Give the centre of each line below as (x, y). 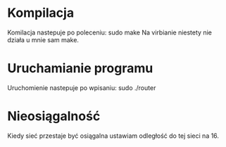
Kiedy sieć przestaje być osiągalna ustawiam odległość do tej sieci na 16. (113, 136)
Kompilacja (41, 13)
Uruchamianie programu (80, 69)
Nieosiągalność (54, 116)
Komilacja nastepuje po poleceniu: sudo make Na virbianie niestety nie (110, 32)
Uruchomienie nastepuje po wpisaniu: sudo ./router (82, 88)
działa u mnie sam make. (43, 39)
